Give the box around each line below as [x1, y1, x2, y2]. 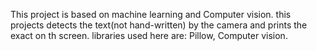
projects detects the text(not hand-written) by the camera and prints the [10, 19, 308, 31]
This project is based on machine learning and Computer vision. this [10, 9, 292, 20]
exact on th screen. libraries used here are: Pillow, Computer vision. [10, 30, 288, 41]
